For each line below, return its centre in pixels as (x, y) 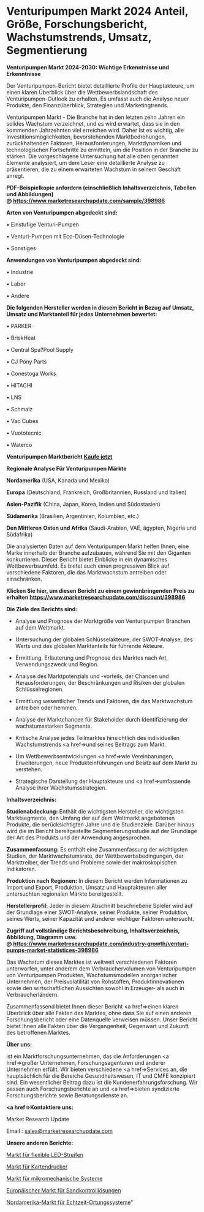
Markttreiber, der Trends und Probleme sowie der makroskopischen (92, 862)
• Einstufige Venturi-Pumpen (43, 224)
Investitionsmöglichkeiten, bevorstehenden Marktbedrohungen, (86, 137)
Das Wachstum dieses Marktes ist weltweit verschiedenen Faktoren (92, 962)
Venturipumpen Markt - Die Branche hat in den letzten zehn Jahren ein (96, 117)
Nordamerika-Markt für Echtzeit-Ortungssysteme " (70, 1202)
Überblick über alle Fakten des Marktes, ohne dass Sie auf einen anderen (99, 1013)
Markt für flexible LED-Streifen (45, 1154)
